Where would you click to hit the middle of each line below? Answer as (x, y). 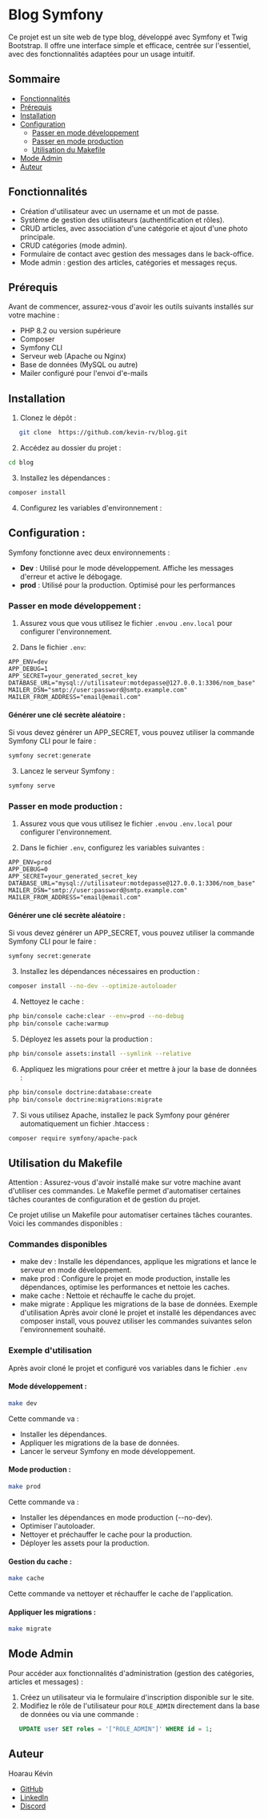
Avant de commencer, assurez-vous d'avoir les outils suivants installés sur (131, 307)
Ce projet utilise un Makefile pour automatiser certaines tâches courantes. (130, 1215)
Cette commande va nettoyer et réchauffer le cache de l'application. (121, 1594)
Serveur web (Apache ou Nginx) (73, 356)
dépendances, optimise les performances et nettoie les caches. (125, 1287)
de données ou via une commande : (79, 1714)
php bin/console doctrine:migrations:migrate (85, 1100)
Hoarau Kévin (31, 1773)
